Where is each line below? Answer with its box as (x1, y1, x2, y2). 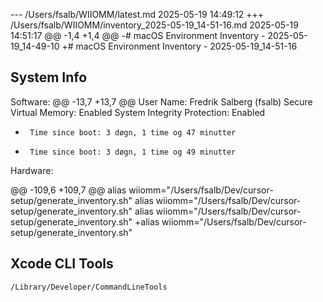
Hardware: (10, 164, 54, 176)
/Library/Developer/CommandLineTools (10, 282, 168, 292)
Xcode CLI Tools (10, 255, 114, 273)
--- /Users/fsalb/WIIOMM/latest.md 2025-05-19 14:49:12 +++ (10, 9, 265, 20)
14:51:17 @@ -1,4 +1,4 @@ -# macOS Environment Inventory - (10, 30, 266, 41)
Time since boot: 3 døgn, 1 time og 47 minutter (29, 127, 237, 138)
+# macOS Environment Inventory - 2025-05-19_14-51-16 (61, 40, 298, 52)
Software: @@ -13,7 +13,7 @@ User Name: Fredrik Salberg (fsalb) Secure (10, 95, 313, 108)
